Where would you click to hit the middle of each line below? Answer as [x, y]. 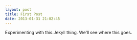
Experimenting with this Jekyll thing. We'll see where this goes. [68, 33]
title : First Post [24, 14]
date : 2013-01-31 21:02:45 [33, 19]
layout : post [18, 10]
